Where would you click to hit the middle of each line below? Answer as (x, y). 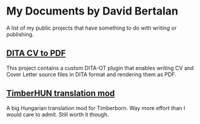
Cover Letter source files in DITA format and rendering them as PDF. (92, 74)
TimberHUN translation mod (61, 93)
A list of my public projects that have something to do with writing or (92, 28)
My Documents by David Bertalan (92, 11)
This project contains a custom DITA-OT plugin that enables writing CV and (100, 68)
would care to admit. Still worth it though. (58, 114)
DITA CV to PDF (36, 54)
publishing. (20, 34)
